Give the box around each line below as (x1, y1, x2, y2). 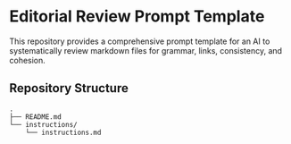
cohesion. (9, 55, 46, 65)
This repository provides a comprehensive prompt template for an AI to (9, 36, 270, 47)
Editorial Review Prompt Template (9, 6, 265, 27)
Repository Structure (9, 80, 129, 96)
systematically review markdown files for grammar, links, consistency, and (9, 45, 283, 55)
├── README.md (9, 112, 62, 122)
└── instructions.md (25, 128, 102, 137)
